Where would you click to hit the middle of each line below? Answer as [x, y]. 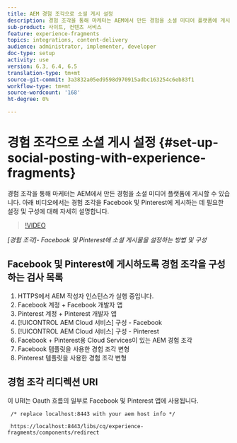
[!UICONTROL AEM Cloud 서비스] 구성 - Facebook [90, 322]
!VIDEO [35, 225]
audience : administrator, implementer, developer [82, 47]
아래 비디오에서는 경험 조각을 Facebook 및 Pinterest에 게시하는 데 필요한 [123, 202]
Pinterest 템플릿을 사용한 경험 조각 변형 [72, 358]
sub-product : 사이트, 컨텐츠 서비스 [55, 27]
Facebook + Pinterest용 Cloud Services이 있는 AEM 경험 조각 [105, 340]
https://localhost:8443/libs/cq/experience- [77, 426]
